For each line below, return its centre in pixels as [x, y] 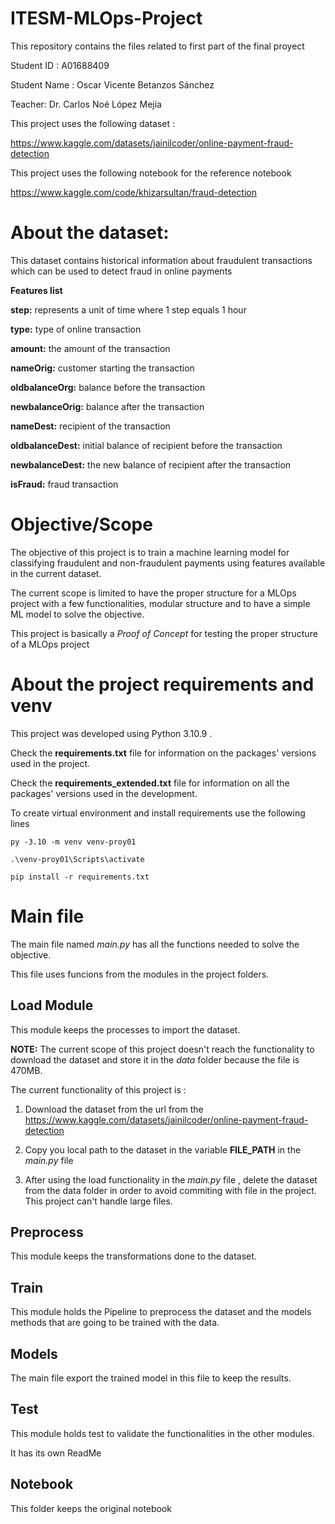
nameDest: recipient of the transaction [90, 426]
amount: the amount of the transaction [90, 348]
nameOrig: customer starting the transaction [102, 368]
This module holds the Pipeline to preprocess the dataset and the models [161, 1312]
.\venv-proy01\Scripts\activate [77, 859]
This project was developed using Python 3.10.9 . [111, 733]
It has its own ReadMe [56, 1453]
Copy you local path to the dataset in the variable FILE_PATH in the [163, 1149]
